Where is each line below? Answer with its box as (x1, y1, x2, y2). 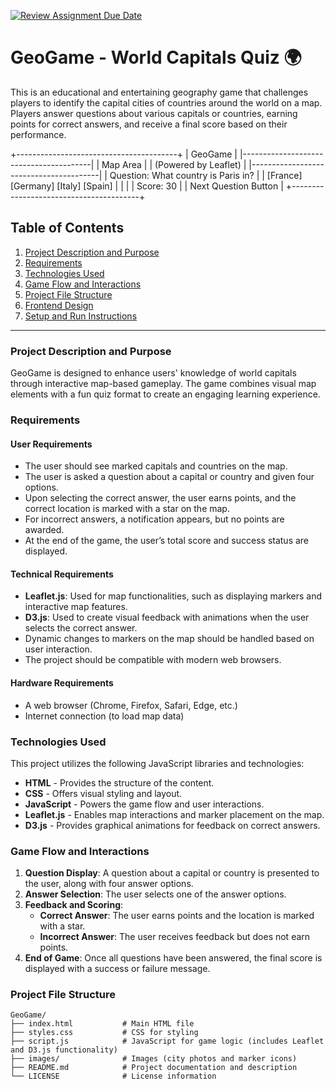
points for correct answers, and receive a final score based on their (10, 118, 288, 130)
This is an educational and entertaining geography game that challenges (10, 86, 309, 98)
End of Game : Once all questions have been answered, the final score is (24, 952, 323, 964)
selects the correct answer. (24, 622, 138, 634)
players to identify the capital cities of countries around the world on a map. (10, 96, 323, 109)
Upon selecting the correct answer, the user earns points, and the (24, 492, 297, 504)
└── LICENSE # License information (10, 1071, 217, 1082)
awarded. (24, 524, 65, 536)
